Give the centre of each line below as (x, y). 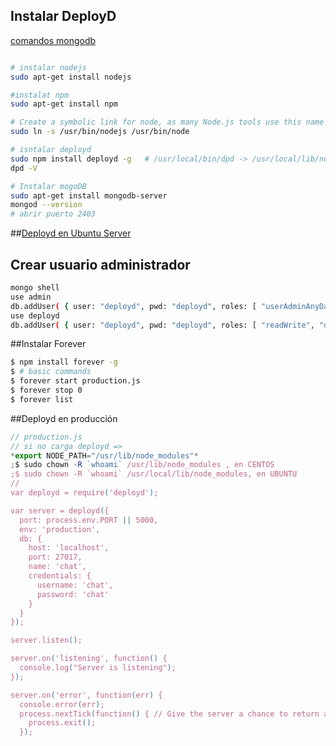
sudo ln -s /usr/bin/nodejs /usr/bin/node (100, 132)
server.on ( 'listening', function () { (89, 659)
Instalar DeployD (63, 16)
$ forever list (42, 399)
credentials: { (60, 576)
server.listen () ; (46, 640)
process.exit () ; (62, 723)
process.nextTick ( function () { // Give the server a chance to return (169, 714)
